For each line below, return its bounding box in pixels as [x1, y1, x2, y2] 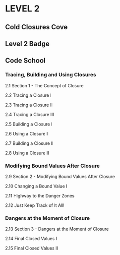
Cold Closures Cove [5, 23, 68, 31]
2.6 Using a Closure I [5, 130, 48, 136]
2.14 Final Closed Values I [5, 236, 57, 242]
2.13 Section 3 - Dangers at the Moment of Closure [5, 226, 109, 232]
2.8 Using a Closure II [5, 150, 49, 156]
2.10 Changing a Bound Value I [5, 183, 67, 189]
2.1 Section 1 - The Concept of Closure [5, 82, 84, 88]
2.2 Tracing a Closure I [5, 92, 52, 98]
